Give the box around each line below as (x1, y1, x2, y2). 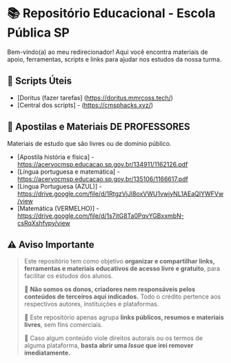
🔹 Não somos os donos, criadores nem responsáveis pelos (23, 285, 195, 294)
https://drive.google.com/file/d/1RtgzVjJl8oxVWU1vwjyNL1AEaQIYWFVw (17, 189, 224, 198)
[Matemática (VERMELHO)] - (17, 204, 99, 212)
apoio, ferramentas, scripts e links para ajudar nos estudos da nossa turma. (7, 55, 222, 63)
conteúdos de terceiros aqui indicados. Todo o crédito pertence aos (23, 292, 221, 301)
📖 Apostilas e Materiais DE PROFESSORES (7, 121, 191, 133)
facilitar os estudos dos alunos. (23, 272, 113, 280)
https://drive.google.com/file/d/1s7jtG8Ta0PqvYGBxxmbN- (17, 212, 184, 220)
